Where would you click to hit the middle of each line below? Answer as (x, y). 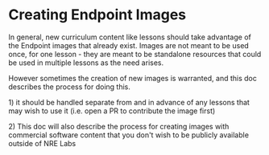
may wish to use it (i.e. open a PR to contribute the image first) (112, 111)
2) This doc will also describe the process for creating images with (119, 126)
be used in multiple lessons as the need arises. (86, 63)
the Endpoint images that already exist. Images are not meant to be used (129, 45)
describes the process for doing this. (70, 87)
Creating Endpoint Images (97, 15)
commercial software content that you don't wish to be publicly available (129, 135)
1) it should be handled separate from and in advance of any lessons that (129, 102)
